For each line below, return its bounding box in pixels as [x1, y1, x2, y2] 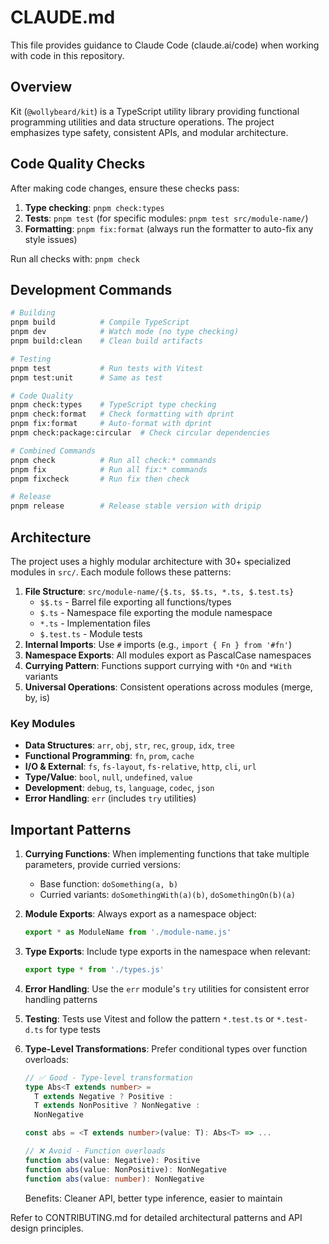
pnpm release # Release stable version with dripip [10, 501, 262, 511]
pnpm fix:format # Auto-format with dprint [10, 419, 213, 429]
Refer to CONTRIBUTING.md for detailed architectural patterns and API [10, 1211, 303, 1223]
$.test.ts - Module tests [39, 627, 143, 640]
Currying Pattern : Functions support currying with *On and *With [24, 659, 292, 671]
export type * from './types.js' [24, 964, 165, 975]
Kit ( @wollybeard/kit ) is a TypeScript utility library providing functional [10, 105, 300, 117]
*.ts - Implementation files [39, 617, 151, 629]
